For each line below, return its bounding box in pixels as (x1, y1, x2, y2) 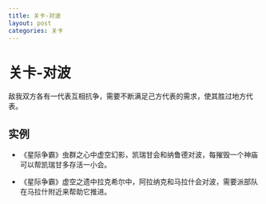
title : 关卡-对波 (8, 11, 62, 20)
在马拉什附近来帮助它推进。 (19, 187, 112, 197)
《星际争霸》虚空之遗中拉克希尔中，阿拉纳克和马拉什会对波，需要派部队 (19, 177, 258, 186)
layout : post (8, 19, 52, 27)
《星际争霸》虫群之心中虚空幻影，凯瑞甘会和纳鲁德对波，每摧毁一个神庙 (19, 150, 258, 160)
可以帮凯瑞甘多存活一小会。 (19, 160, 112, 170)
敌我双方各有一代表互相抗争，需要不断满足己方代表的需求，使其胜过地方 (8, 91, 246, 101)
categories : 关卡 (8, 26, 64, 34)
